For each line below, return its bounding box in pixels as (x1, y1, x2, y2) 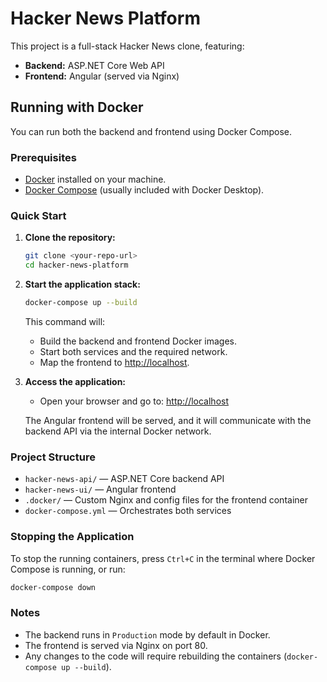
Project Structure (10, 450, 96, 464)
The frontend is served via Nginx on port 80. (24, 639, 208, 651)
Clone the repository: (24, 232, 116, 244)
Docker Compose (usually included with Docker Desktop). (24, 184, 265, 196)
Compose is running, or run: (10, 563, 126, 575)
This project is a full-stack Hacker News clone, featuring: (10, 40, 245, 52)
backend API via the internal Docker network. (24, 425, 212, 437)
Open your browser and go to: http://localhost (39, 395, 230, 407)
